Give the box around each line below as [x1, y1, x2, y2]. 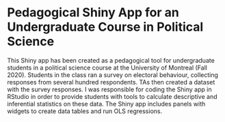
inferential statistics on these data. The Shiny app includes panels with [7, 100, 206, 108]
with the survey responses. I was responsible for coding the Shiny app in [7, 85, 212, 93]
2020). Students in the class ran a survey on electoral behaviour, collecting [7, 70, 219, 79]
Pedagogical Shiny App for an [7, 5, 179, 20]
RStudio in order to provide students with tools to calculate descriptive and [7, 92, 217, 100]
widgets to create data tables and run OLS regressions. [7, 107, 163, 115]
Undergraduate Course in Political [7, 19, 204, 35]
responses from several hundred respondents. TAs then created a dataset [7, 78, 215, 86]
